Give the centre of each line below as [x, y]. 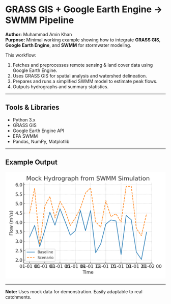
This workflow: [21, 55]
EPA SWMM [25, 136]
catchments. [18, 297]
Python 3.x [24, 120]
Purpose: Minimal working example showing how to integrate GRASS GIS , [83, 40]
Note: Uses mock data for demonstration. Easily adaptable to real [74, 292]
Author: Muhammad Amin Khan [39, 34]
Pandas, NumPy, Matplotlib [41, 141]
